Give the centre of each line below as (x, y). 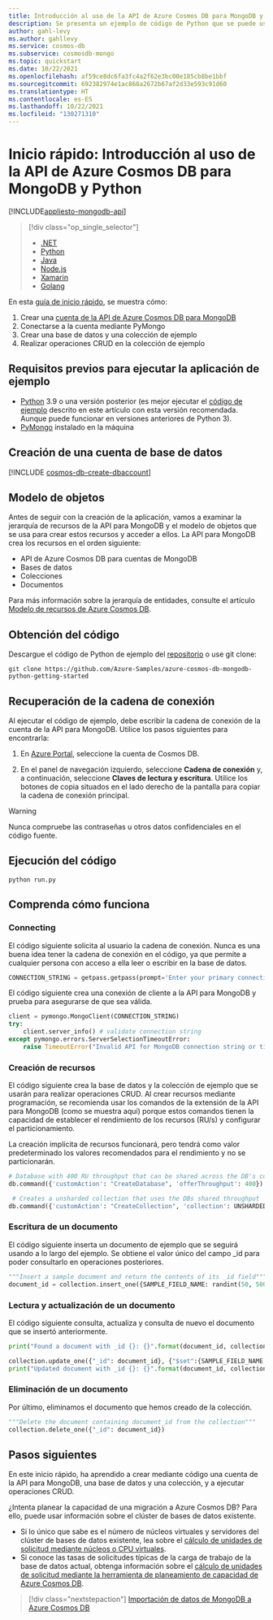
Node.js (54, 268)
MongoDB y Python (75, 189)
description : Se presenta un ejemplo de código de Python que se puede (132, 24)
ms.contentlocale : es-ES (50, 99)
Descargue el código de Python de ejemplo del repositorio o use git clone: (133, 654)
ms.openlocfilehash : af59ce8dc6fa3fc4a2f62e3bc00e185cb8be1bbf (118, 76)
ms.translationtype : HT (49, 91)
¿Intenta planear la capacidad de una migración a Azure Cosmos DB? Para (133, 1507)
